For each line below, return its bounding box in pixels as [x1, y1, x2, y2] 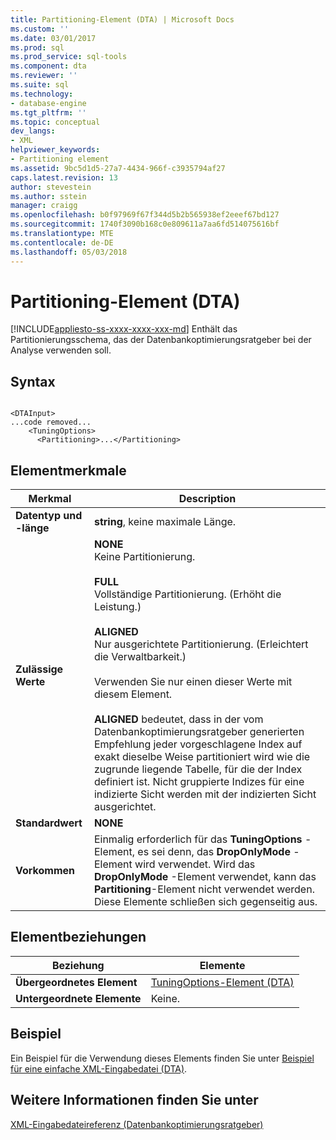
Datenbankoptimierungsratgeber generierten [93, 725, 305, 739]
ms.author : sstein [10, 191, 87, 201]
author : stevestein [10, 182, 92, 192]
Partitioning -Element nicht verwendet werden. [93, 882, 315, 896]
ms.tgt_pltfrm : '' [10, 107, 87, 118]
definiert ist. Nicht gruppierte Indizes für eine [93, 775, 305, 789]
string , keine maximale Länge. [93, 515, 237, 529]
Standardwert [15, 816, 83, 830]
